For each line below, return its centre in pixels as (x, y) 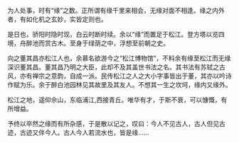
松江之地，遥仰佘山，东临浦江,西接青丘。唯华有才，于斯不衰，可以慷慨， (115, 100)
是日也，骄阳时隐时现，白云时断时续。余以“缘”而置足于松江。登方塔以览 (113, 34)
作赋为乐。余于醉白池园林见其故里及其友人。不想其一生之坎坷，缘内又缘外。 (119, 85)
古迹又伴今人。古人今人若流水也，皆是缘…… (84, 132)
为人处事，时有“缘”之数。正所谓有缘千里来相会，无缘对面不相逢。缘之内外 (116, 10)
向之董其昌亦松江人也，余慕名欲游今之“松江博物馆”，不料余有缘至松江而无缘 (119, 58)
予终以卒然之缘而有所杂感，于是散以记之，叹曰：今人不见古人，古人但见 (113, 124)
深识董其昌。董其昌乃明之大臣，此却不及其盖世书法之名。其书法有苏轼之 (113, 67)
